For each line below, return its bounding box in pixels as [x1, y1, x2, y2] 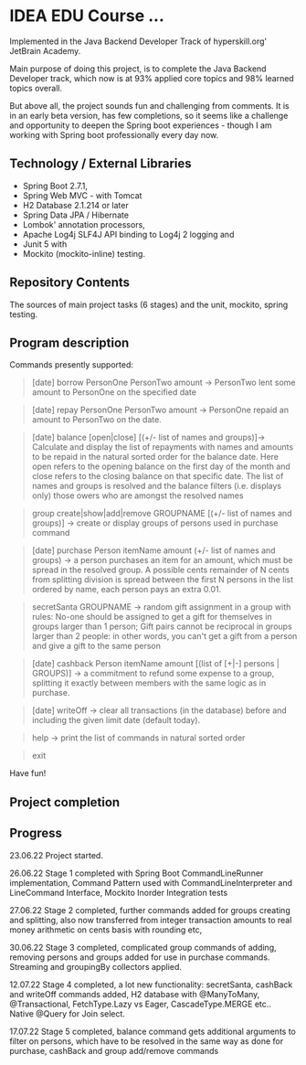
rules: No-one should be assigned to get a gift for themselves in [31, 612, 272, 623]
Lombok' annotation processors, [22, 218, 146, 229]
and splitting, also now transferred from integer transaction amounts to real [9, 914, 292, 925]
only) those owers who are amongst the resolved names [31, 490, 244, 501]
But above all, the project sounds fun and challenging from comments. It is [9, 100, 290, 111]
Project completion [9, 794, 121, 810]
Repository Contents [9, 275, 131, 291]
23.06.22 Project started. [9, 849, 103, 860]
